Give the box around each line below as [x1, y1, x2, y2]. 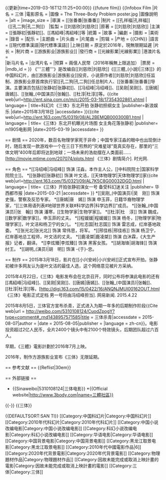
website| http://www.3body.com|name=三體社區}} [12, 392, 114, 397]
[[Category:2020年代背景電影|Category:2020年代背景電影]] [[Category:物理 [5, 450, 160, 456]
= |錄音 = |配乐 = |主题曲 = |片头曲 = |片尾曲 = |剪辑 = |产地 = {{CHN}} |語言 [5, 36, 159, 42]
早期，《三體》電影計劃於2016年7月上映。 [5, 343, 89, 349]
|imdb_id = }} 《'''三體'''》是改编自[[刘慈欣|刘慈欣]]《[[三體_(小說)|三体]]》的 [5, 66, 162, 72]
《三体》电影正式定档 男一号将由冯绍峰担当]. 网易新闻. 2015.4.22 [5, 292, 137, 298]
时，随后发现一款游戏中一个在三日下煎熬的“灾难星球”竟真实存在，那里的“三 [5, 143, 159, 149]
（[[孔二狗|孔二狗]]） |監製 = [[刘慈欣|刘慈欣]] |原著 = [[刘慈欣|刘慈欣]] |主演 [5, 23, 160, 29]
